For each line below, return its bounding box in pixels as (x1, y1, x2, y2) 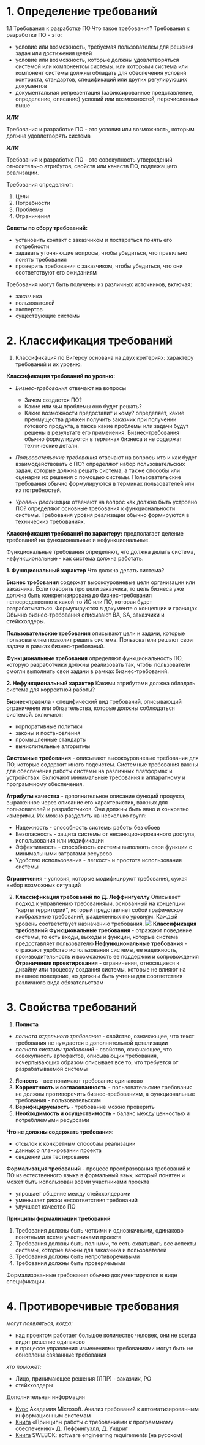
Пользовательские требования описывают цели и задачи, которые (6, 629, 185, 637)
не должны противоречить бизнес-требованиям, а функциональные (15, 1090, 195, 1097)
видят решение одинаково (15, 1338, 86, 1346)
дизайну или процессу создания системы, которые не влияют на (15, 965, 186, 973)
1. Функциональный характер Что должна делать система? (6, 566, 165, 574)
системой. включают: (6, 711, 63, 718)
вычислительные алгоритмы (15, 742, 91, 750)
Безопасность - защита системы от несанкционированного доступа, (15, 830, 196, 838)
